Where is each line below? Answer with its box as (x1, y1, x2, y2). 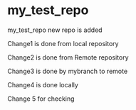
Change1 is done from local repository (7, 39, 119, 48)
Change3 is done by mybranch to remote (7, 67, 128, 75)
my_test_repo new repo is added (7, 26, 103, 34)
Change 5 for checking (7, 94, 75, 103)
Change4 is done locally (7, 80, 78, 89)
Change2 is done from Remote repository (7, 53, 130, 62)
